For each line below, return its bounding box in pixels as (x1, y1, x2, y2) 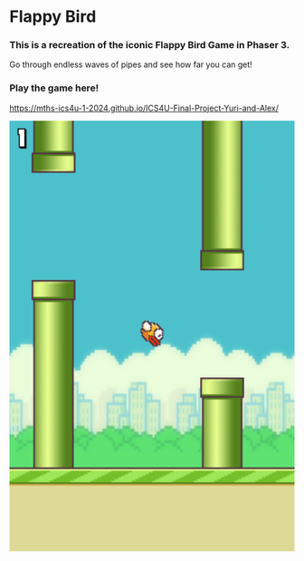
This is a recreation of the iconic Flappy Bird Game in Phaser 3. (9, 39, 290, 52)
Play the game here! (9, 82, 100, 94)
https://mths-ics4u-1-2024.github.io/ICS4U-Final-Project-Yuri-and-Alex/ (9, 102, 279, 113)
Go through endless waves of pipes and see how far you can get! (9, 59, 253, 70)
